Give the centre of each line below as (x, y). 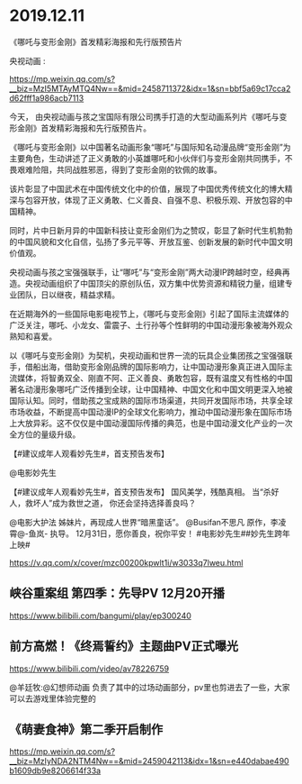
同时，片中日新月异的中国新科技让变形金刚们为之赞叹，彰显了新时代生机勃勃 (151, 230)
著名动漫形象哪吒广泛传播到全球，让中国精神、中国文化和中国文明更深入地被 (151, 389)
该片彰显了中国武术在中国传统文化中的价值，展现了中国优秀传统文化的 (139, 188)
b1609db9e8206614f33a (55, 770)
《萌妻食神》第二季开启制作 (86, 729)
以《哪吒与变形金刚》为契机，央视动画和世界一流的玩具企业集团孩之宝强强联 (151, 355)
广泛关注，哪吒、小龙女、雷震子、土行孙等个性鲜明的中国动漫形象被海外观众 (151, 324)
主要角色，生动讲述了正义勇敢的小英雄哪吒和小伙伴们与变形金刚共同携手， (147, 158)
